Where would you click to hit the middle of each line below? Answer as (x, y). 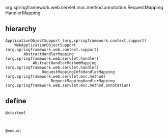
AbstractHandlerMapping (49, 54)
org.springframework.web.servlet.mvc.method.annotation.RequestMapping (84, 7)
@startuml (16, 113)
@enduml (13, 131)
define (16, 101)
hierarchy (21, 29)
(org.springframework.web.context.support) (52, 50)
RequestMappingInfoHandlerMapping (78, 72)
